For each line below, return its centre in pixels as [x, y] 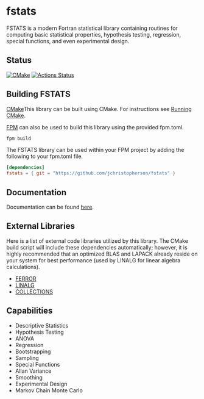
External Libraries [40, 226]
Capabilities [30, 311]
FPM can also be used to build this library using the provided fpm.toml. [95, 127]
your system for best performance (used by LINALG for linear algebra [93, 260]
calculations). [23, 267]
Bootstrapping [33, 351]
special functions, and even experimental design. [68, 41]
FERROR [26, 278]
